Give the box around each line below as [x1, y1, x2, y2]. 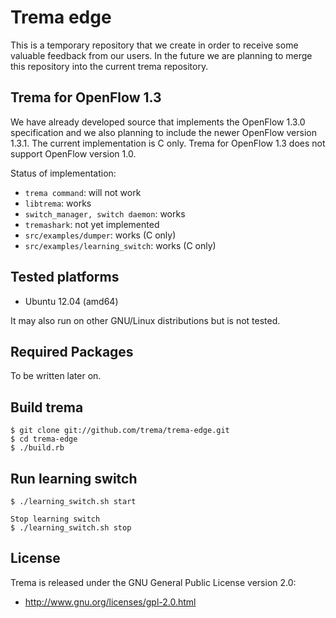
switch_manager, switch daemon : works [24, 207, 186, 220]
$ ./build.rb [10, 443, 65, 453]
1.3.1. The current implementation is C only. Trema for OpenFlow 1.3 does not [10, 137, 326, 149]
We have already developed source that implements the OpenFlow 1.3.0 [10, 116, 306, 128]
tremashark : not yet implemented [24, 218, 160, 230]
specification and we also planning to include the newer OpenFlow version [10, 126, 317, 138]
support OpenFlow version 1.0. [10, 147, 137, 160]
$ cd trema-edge [10, 434, 78, 445]
